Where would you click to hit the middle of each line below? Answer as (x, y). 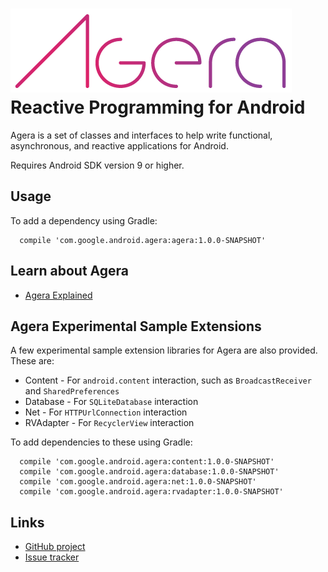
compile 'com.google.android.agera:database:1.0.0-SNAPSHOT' (149, 472)
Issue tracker (52, 557)
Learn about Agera (70, 271)
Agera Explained (58, 295)
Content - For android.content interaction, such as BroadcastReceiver (168, 380)
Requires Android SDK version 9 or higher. (97, 165)
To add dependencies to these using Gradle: (101, 442)
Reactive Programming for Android (158, 107)
